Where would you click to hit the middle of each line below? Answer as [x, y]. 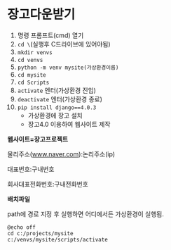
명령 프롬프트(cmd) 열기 [50, 35]
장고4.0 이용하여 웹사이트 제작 [69, 124]
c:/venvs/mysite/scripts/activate [58, 239]
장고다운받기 [41, 14]
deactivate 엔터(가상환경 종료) [60, 99]
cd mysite [32, 75]
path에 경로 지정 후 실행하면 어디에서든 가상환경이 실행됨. [86, 214]
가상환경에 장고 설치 [55, 115]
